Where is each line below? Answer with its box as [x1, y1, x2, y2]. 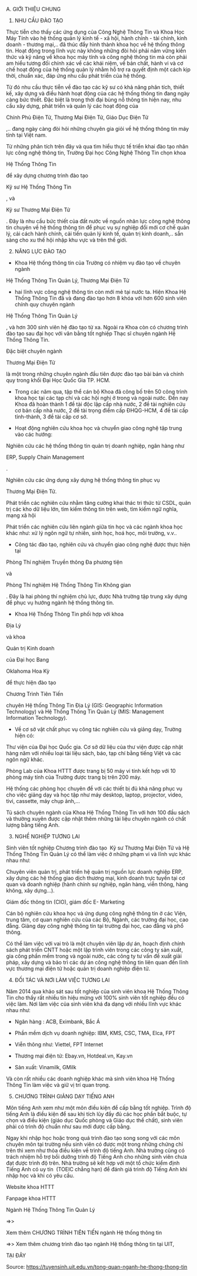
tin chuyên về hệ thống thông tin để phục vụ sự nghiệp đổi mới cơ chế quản [6, 224, 189, 231]
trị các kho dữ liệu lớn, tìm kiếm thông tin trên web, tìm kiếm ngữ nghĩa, [6, 505, 178, 513]
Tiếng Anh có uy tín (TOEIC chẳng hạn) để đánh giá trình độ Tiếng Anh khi [6, 1166, 188, 1172]
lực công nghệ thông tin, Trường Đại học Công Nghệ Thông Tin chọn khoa [6, 149, 186, 156]
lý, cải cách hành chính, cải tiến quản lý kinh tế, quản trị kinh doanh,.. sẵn [6, 230, 183, 237]
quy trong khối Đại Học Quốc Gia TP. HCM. [6, 377, 111, 384]
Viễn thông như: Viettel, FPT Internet [14, 1041, 103, 1048]
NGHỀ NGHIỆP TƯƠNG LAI [14, 833, 81, 839]
